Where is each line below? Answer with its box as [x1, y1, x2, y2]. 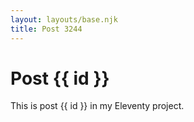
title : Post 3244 [10, 24, 83, 34]
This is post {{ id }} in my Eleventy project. [10, 100, 185, 112]
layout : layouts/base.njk [10, 14, 118, 25]
